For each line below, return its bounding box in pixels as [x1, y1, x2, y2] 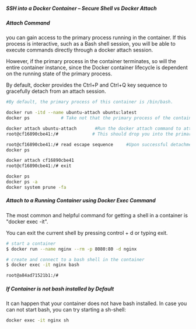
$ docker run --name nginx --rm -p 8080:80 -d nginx [6, 246, 137, 252]
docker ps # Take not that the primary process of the [6, 115, 171, 121]
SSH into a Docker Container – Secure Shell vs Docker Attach [6, 5, 157, 12]
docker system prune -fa [6, 184, 66, 190]
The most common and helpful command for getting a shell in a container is [6, 212, 188, 219]
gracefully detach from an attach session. [6, 88, 106, 95]
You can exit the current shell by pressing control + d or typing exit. [6, 229, 168, 236]
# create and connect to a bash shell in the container [6, 257, 145, 262]
